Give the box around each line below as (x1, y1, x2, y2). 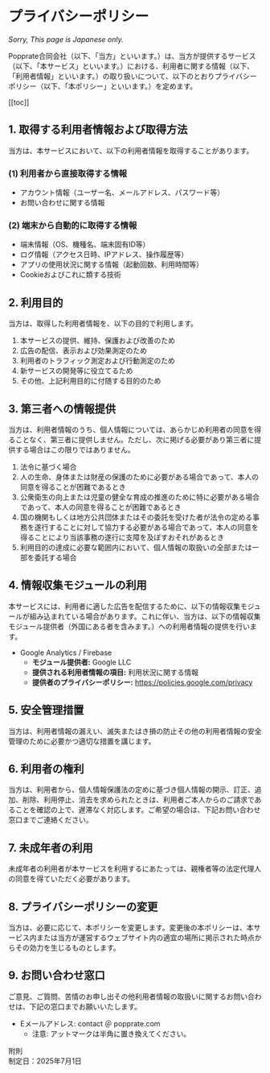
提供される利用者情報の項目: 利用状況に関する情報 (31, 667, 199, 677)
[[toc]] (8, 97, 30, 107)
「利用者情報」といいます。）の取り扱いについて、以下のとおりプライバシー (8, 71, 257, 81)
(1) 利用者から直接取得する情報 (8, 168, 127, 179)
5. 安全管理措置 (8, 703, 84, 717)
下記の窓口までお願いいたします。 (29, 1001, 142, 1011)
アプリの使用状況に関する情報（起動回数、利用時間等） (19, 259, 203, 270)
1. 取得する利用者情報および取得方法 (8, 122, 188, 137)
